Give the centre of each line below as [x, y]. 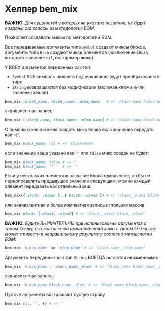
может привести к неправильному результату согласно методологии [79, 234]
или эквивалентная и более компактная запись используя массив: [75, 205]
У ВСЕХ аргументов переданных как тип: [48, 67]
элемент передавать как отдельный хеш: [48, 186]
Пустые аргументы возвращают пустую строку [55, 294]
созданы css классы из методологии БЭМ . [50, 28]
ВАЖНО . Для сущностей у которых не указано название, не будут [76, 23]
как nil [13, 135]
